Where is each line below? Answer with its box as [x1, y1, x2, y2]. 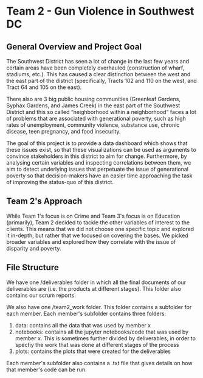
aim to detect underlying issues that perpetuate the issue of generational [6, 166, 188, 173]
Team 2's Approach [6, 196, 83, 207]
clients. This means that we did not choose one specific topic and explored [6, 225, 194, 232]
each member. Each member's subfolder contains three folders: [6, 310, 166, 317]
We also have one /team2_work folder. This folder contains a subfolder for [6, 303, 192, 310]
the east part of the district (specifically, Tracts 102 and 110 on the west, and [6, 77, 198, 84]
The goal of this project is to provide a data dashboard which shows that [6, 140, 188, 147]
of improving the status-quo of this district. [6, 179, 114, 185]
